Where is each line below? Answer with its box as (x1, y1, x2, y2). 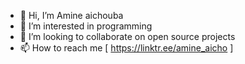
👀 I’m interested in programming (19, 20, 153, 32)
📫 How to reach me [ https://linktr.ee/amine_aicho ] (19, 42, 234, 54)
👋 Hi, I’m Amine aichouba (19, 10, 124, 21)
